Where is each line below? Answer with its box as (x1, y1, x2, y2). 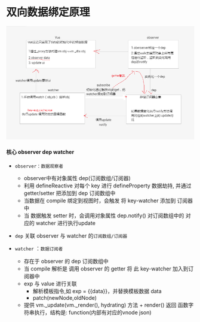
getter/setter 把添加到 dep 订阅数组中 (23, 189, 116, 196)
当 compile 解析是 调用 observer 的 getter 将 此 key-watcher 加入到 (23, 265, 189, 272)
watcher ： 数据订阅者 (14, 245, 63, 252)
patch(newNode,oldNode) (32, 294, 97, 301)
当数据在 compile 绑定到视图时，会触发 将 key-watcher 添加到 (23, 197, 176, 204)
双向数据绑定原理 (6, 5, 91, 19)
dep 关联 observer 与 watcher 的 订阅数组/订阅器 (14, 232, 127, 239)
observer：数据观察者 (14, 163, 64, 169)
